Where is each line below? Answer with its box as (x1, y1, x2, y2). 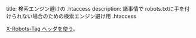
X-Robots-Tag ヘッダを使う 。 (6, 26, 79, 32)
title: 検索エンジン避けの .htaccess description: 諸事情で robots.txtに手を (6, 5, 185, 12)
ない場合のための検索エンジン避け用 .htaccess (22, 12, 136, 20)
